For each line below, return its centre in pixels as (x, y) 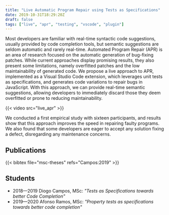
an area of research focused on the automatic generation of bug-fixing (79, 55)
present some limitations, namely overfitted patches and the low (73, 66)
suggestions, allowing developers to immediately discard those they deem (83, 93)
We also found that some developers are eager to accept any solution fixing (85, 129)
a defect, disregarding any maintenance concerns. (58, 134)
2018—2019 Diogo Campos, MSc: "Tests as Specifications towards (83, 191)
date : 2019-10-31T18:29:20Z (35, 15)
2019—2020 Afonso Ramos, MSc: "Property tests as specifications (83, 201)
